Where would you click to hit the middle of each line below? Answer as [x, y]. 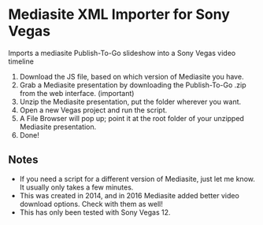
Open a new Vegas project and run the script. [93, 110]
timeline [21, 61]
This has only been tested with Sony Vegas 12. [95, 212]
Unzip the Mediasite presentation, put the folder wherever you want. [130, 101]
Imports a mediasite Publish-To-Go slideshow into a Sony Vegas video [122, 53]
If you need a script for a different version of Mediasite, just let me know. [137, 179]
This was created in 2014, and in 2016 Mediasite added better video [130, 195]
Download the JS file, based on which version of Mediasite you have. [131, 76]
